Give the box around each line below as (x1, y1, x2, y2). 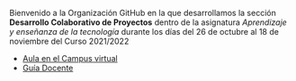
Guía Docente (22, 62, 74, 73)
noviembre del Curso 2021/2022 (9, 36, 130, 46)
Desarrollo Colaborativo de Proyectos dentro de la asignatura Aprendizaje (9, 17, 288, 28)
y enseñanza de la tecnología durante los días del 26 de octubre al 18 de (9, 27, 279, 36)
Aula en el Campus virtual (22, 53, 119, 63)
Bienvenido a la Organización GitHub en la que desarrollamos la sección (9, 8, 276, 18)
